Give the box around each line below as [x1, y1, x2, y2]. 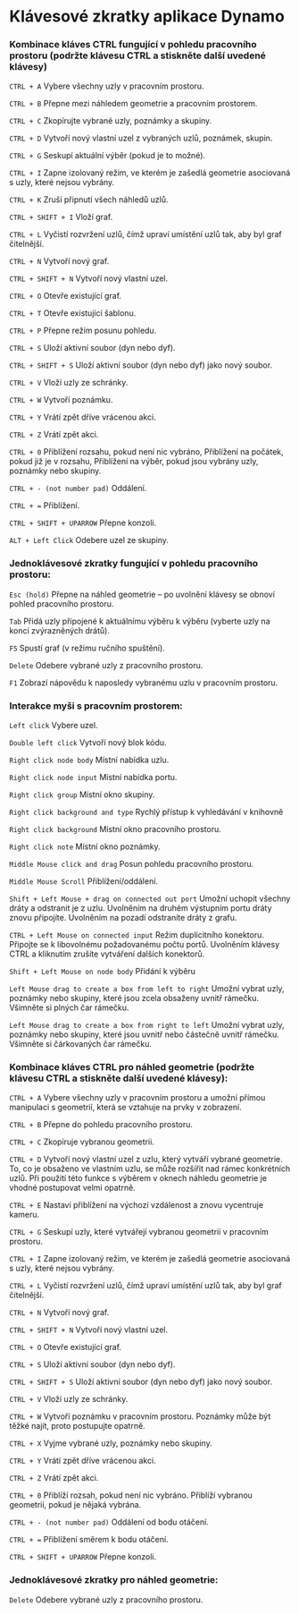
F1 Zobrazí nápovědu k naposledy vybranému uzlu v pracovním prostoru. [9, 677, 278, 688]
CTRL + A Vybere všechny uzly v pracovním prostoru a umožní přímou [9, 1092, 266, 1103]
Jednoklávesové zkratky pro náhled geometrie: [9, 1574, 219, 1586]
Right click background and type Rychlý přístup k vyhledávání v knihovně [9, 807, 284, 818]
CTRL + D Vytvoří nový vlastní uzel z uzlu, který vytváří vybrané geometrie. [9, 1154, 283, 1165]
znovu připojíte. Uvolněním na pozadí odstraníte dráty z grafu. [9, 913, 237, 923]
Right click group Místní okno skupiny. [9, 789, 155, 800]
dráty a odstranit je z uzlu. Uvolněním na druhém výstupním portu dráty [9, 903, 272, 913]
